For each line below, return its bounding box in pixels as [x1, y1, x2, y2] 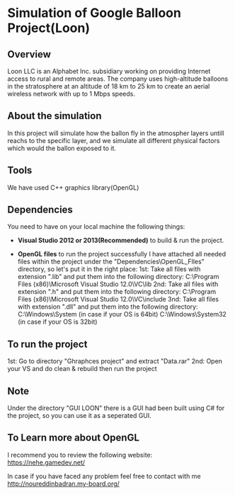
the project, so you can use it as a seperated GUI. [7, 411, 152, 420]
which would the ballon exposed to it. [7, 144, 117, 152]
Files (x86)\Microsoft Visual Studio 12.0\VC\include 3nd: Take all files [17, 295, 219, 304]
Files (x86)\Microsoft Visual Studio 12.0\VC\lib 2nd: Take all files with [17, 280, 219, 288]
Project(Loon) [7, 20, 91, 36]
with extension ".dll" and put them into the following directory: [17, 302, 198, 311]
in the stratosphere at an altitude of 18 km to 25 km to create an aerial [7, 82, 210, 90]
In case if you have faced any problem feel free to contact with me [7, 472, 201, 480]
